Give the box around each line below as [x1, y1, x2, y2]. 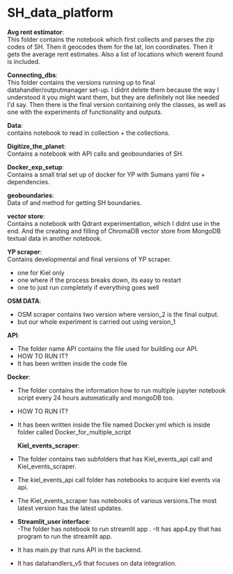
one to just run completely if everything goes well [17, 283, 159, 291]
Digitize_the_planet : [7, 142, 66, 150]
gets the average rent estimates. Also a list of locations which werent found [7, 50, 223, 58]
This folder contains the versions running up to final [7, 78, 155, 86]
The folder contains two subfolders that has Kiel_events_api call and [17, 454, 213, 463]
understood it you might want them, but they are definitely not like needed [7, 92, 220, 101]
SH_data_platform [7, 5, 113, 21]
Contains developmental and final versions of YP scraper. [7, 255, 172, 263]
